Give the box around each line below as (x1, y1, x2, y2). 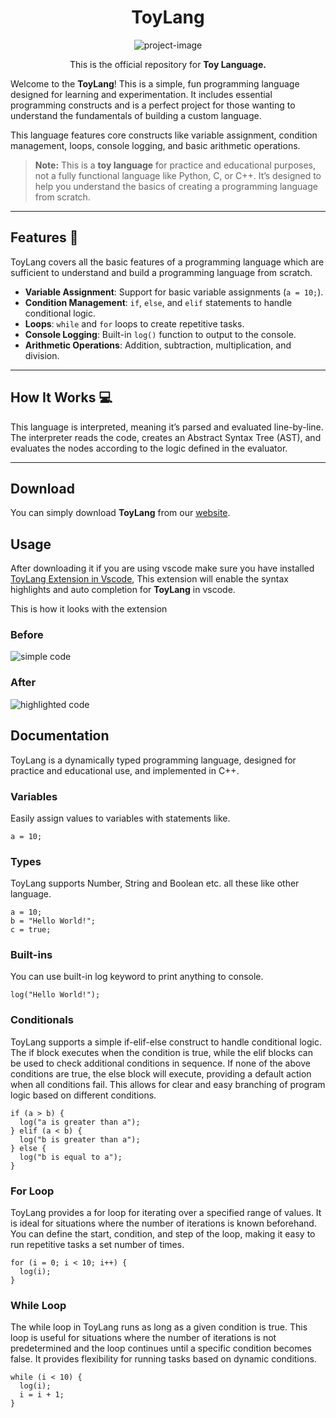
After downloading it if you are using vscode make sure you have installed (10, 562, 315, 575)
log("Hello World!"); (10, 990, 101, 1000)
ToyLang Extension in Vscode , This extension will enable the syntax (10, 573, 289, 585)
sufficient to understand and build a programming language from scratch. (10, 266, 313, 278)
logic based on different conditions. (10, 1089, 157, 1101)
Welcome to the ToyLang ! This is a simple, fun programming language (10, 77, 300, 90)
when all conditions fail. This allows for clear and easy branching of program (10, 1078, 326, 1090)
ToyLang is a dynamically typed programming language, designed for (10, 754, 297, 766)
